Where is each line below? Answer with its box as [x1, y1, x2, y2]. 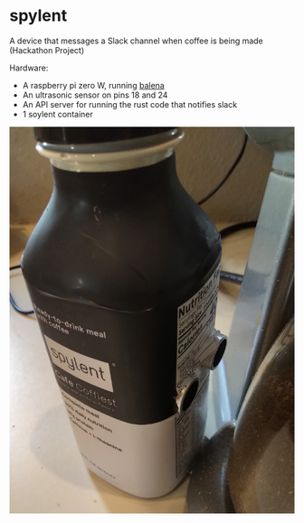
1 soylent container [22, 108, 93, 119]
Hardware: [9, 62, 49, 73]
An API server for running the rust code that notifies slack [22, 98, 238, 109]
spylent [9, 5, 68, 26]
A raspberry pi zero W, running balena [22, 79, 165, 90]
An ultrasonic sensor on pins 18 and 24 [22, 89, 168, 100]
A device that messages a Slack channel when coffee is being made [9, 35, 264, 46]
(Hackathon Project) [9, 44, 84, 55]
